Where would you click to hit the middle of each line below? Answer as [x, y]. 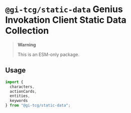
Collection [27, 31]
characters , [22, 87]
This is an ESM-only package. [48, 54]
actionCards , [23, 91]
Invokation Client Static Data [66, 20]
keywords [19, 101]
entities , [20, 96]
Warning [27, 44]
